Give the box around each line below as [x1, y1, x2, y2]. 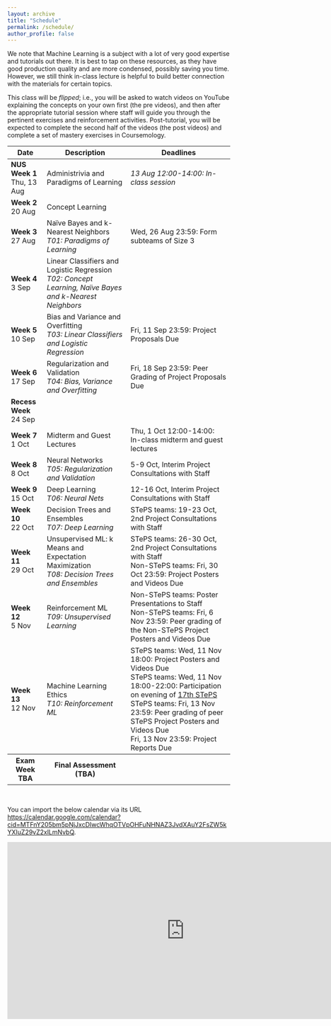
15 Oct [11, 494, 34, 503]
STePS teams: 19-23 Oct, [130, 505, 217, 515]
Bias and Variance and [47, 312, 122, 322]
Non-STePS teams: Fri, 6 [130, 608, 214, 617]
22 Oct [11, 523, 34, 532]
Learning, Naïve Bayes [47, 283, 122, 292]
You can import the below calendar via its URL [7, 805, 142, 814]
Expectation [47, 552, 87, 562]
